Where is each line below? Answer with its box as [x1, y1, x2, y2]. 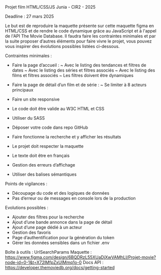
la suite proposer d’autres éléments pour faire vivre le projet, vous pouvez [5, 38, 152, 44]
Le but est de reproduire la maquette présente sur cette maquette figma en [5, 23, 154, 29]
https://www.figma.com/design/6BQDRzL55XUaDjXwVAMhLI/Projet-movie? [5, 254, 156, 260]
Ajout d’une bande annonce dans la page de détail [12, 219, 113, 225]
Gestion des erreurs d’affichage [12, 162, 75, 168]
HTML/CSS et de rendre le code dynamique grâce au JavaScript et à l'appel [5, 28, 157, 33]
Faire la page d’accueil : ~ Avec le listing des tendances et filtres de [12, 62, 146, 68]
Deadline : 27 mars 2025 [5, 14, 54, 19]
